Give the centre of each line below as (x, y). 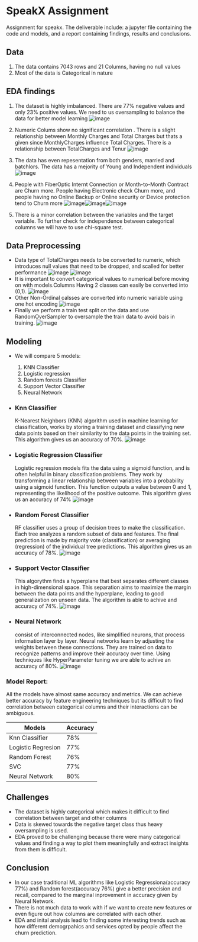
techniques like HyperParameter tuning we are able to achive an (93, 659)
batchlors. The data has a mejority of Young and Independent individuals (103, 166)
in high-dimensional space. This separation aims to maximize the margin (103, 587)
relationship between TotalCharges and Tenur (70, 149)
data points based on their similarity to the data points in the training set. (103, 433)
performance (31, 273)
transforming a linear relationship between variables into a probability (99, 480)
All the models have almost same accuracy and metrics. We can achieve (94, 694)
